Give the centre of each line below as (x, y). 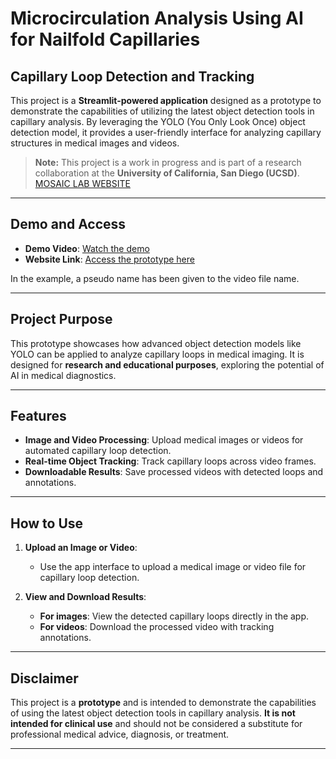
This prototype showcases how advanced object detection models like (156, 343)
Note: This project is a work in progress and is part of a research (168, 162)
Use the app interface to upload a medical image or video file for (173, 567)
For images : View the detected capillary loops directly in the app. (174, 616)
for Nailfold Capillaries (105, 39)
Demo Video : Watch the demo (87, 248)
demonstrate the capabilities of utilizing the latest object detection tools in (162, 111)
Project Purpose (61, 319)
